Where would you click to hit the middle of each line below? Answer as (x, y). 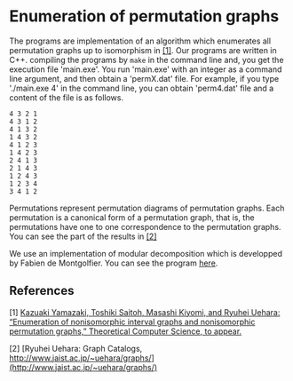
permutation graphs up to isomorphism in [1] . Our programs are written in (143, 50)
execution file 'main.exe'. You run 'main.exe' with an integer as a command (146, 69)
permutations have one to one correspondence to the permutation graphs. (145, 226)
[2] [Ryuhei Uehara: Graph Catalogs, (76, 348)
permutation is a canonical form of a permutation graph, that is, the (132, 217)
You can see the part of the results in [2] (83, 236)
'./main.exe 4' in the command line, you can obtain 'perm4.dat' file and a (142, 88)
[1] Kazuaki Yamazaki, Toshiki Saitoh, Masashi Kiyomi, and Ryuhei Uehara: (145, 312)
